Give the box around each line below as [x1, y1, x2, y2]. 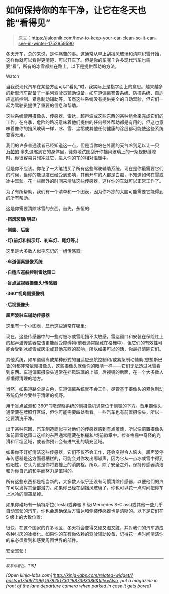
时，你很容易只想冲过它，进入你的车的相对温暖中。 [6, 155, 111, 161]
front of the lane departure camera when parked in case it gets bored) [6, 583, 152, 589]
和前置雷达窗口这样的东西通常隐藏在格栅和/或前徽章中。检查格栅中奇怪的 [6, 432, 157, 438]
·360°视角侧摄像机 [6, 290, 45, 296]
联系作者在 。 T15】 [6, 563, 38, 568]
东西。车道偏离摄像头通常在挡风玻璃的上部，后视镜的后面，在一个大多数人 [10, 369, 164, 375]
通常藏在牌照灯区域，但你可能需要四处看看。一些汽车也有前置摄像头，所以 [6, 409, 159, 415]
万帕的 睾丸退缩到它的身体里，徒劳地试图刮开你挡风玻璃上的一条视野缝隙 [6, 148, 156, 154]
